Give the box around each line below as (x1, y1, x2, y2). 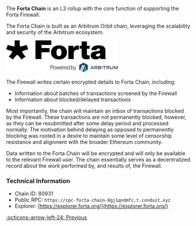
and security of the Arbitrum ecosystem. (6, 29, 104, 36)
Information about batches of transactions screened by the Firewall (14, 90, 177, 97)
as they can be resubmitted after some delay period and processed (6, 120, 169, 126)
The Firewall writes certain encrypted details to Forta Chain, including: (6, 78, 176, 85)
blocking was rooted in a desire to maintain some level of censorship (6, 132, 172, 139)
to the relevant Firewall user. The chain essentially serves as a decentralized (6, 156, 191, 163)
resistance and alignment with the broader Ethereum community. (6, 139, 163, 145)
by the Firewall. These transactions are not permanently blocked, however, (6, 114, 187, 121)
